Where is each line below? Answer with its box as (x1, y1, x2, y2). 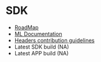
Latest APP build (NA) (14, 49, 69, 57)
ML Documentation (14, 30, 62, 37)
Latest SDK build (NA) (14, 43, 70, 50)
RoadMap (14, 24, 39, 31)
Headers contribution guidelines (14, 36, 95, 44)
